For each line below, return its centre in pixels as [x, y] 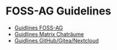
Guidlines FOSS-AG [39, 28]
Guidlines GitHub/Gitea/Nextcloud [56, 40]
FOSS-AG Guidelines [58, 11]
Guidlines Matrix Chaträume [49, 34]
